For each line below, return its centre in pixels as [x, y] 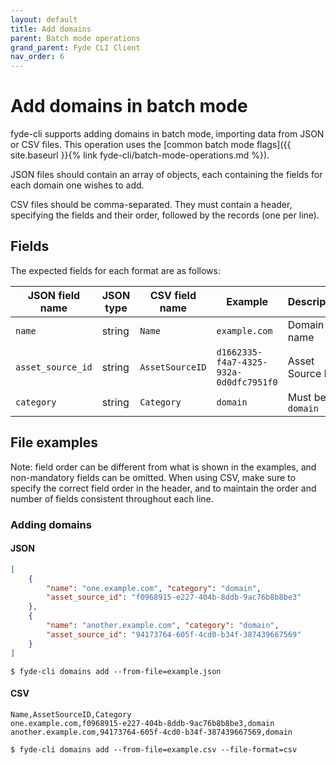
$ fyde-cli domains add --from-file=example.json [116, 671]
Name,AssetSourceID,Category [71, 714]
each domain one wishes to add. [77, 185]
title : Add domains [51, 29]
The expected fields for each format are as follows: [115, 270]
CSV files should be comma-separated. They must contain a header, [151, 205]
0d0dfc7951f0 [247, 382]
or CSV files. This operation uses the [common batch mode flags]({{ [151, 145]
